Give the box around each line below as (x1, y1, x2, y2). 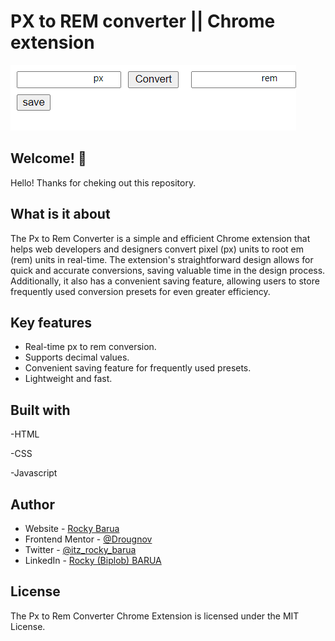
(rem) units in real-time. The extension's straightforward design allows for (10, 253, 314, 265)
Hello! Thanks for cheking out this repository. (10, 176, 197, 189)
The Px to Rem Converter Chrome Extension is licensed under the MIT (10, 610, 300, 622)
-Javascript (10, 467, 58, 479)
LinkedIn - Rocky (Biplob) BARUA (24, 555, 162, 566)
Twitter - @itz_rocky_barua (24, 544, 137, 555)
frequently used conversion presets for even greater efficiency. (10, 285, 271, 297)
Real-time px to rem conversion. (24, 341, 157, 353)
